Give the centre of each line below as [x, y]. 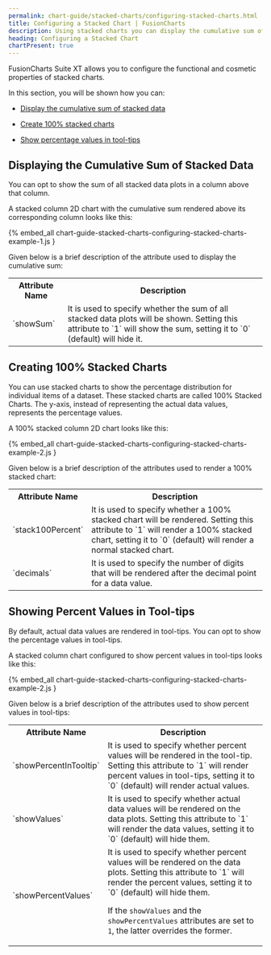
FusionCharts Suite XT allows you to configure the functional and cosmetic [132, 69]
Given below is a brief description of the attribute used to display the [122, 257]
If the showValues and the [154, 910]
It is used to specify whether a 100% [161, 509]
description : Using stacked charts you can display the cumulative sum [131, 31]
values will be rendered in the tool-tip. [180, 755]
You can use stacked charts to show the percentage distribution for [120, 387]
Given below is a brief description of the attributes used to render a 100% [130, 467]
